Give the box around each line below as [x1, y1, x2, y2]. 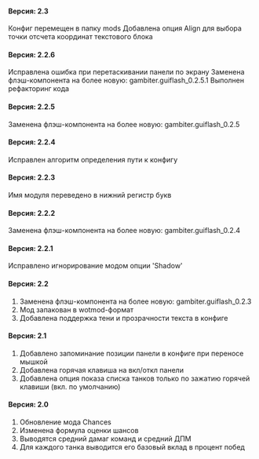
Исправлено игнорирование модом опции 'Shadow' [8, 261, 183, 271]
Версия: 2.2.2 [8, 208, 56, 217]
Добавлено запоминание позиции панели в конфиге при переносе [19, 348, 244, 358]
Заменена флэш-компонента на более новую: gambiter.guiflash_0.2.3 [19, 297, 252, 306]
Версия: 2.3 [8, 6, 49, 16]
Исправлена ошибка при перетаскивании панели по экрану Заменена [8, 67, 245, 77]
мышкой [19, 357, 49, 366]
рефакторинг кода [8, 84, 69, 93]
